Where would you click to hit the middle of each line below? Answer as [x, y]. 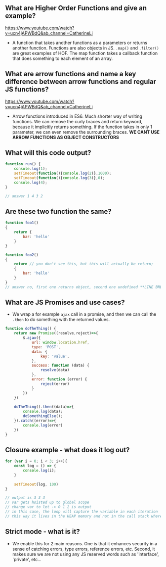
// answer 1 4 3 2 [24, 196]
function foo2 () [22, 255]
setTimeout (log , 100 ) [36, 484]
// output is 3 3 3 [25, 498]
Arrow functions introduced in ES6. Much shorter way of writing [77, 116]
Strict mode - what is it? [42, 532]
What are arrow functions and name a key [71, 74]
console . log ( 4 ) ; [31, 183]
